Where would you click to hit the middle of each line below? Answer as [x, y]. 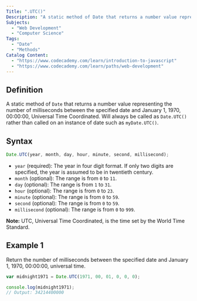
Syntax [19, 141]
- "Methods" [26, 50]
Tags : [13, 39]
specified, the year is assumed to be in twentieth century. [84, 172]
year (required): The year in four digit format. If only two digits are [94, 165]
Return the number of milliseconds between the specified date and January [97, 259]
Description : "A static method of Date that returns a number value [91, 17]
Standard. [18, 227]
